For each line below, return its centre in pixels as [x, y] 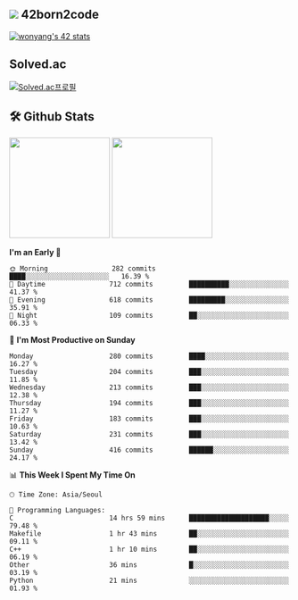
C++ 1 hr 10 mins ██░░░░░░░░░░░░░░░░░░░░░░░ [149, 550]
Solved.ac [38, 65]
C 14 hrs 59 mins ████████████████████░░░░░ [149, 518]
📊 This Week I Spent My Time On [72, 475]
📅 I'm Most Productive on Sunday [72, 340]
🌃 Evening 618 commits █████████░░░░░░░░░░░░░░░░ [149, 300]
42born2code [60, 15]
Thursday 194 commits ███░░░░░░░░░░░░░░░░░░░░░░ [149, 404]
